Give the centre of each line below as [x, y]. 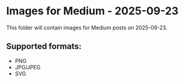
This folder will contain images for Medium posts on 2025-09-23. [87, 28]
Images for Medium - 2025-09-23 [92, 11]
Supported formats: [44, 46]
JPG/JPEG [28, 67]
